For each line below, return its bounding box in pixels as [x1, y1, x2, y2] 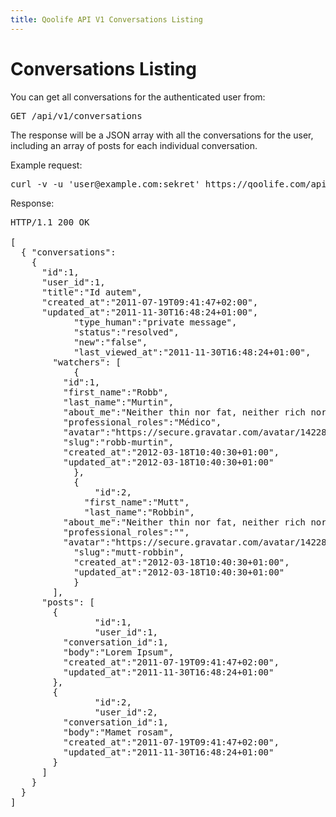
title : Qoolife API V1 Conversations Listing [10, 14, 203, 25]
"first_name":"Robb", [63, 386, 169, 398]
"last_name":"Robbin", [84, 506, 196, 518]
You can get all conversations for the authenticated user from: [10, 91, 266, 103]
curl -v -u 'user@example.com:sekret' [10, 178, 201, 190]
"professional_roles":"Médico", [63, 416, 222, 428]
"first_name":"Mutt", [84, 496, 190, 508]
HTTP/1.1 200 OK [10, 216, 90, 228]
